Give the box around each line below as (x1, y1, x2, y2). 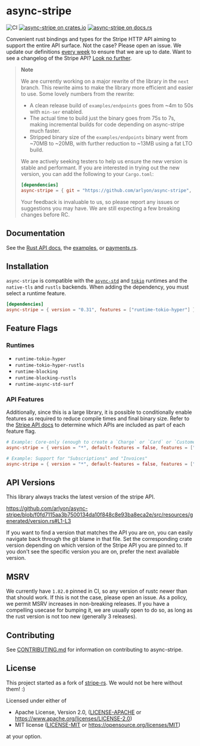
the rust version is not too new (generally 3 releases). (6, 613, 137, 620)
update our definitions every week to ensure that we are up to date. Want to (6, 48, 192, 55)
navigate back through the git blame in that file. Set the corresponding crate (6, 535, 192, 543)
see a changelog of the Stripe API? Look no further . (6, 54, 132, 61)
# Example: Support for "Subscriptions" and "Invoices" (6, 455, 148, 462)
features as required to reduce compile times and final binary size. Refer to (6, 415, 189, 422)
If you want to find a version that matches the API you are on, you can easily (6, 529, 193, 536)
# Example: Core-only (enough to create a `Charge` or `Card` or (6, 439, 171, 445)
